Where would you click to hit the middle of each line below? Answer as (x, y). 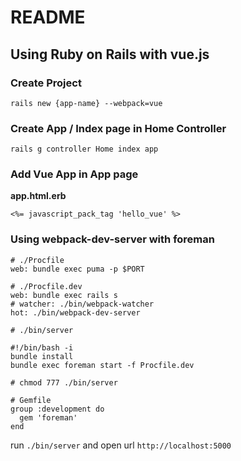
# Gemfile (31, 400)
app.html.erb (38, 196)
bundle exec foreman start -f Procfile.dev (102, 365)
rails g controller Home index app (84, 149)
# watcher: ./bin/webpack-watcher (82, 304)
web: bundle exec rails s (64, 295)
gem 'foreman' (48, 417)
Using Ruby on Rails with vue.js (110, 54)
